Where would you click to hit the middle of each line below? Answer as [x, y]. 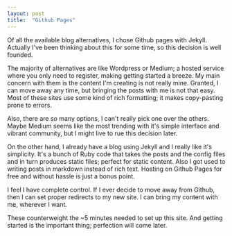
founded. [20, 54]
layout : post [26, 14]
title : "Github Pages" [42, 20]
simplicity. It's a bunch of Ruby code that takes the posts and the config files [116, 154]
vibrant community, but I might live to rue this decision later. [92, 133]
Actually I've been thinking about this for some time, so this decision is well [114, 47]
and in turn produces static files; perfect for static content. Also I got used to [116, 161]
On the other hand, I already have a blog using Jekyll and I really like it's [110, 146]
